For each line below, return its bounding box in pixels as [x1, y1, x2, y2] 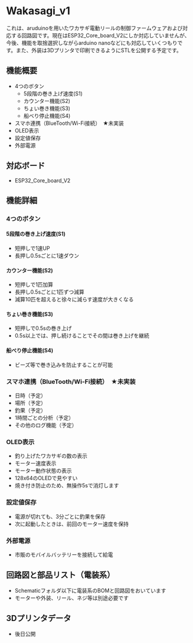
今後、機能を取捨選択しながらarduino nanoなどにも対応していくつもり [6, 39, 178, 46]
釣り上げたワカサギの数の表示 [14, 452, 87, 459]
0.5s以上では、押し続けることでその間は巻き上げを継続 [14, 332, 149, 339]
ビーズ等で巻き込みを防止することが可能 [14, 361, 113, 368]
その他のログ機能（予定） [14, 422, 77, 429]
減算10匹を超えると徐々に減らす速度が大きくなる [14, 296, 134, 303]
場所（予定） [14, 399, 46, 406]
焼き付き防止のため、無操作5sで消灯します [14, 482, 119, 489]
